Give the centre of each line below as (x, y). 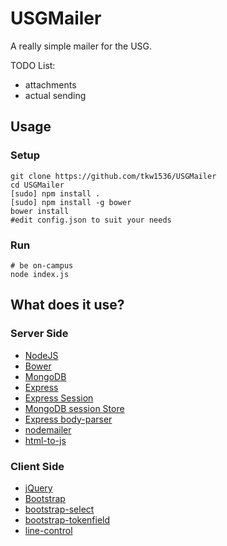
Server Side (39, 334)
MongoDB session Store (74, 408)
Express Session (59, 398)
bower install (40, 211)
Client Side (37, 466)
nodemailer (48, 429)
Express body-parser (68, 419)
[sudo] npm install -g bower (71, 202)
